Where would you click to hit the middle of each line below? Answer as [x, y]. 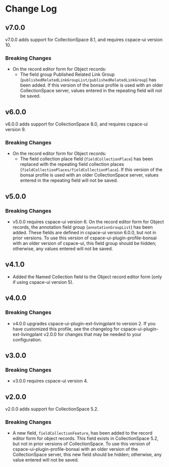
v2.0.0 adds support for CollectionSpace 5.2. [52, 409]
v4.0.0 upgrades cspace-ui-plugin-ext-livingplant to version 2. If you [84, 323]
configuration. [27, 339]
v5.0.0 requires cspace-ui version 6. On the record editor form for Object [88, 222]
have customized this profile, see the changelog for [66, 329]
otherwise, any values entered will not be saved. [63, 249]
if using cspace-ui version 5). [43, 282]
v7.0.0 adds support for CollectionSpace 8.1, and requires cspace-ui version [84, 39]
